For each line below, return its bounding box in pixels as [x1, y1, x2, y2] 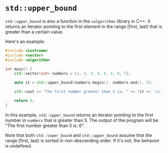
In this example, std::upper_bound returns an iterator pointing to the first [5, 111, 153, 118]
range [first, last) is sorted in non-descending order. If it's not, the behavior [5, 137, 160, 143]
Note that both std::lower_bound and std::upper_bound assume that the [5, 132, 152, 138]
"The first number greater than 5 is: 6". [5, 122, 85, 128]
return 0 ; [14, 98, 35, 103]
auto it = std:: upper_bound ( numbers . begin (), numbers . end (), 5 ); [14, 80, 153, 85]
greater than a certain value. [5, 28, 63, 34]
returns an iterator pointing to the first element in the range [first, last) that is [5, 23, 162, 29]
